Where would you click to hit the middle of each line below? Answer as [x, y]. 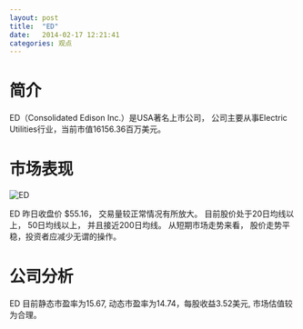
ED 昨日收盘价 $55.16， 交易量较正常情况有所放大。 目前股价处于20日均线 [148, 214]
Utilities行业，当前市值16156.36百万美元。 [88, 129]
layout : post [34, 18]
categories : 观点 [41, 43]
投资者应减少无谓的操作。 [73, 236]
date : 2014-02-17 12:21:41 [65, 35]
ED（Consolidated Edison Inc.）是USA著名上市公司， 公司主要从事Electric [149, 118]
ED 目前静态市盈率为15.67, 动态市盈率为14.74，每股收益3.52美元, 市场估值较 [151, 304]
